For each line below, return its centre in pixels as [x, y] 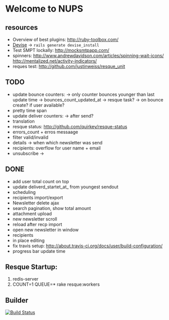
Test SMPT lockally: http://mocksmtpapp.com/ [61, 50]
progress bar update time [39, 251]
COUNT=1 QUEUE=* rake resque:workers [56, 284]
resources [21, 28]
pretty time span [30, 110]
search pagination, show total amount [52, 208]
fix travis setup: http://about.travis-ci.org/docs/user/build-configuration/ [88, 246]
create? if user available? [38, 105]
